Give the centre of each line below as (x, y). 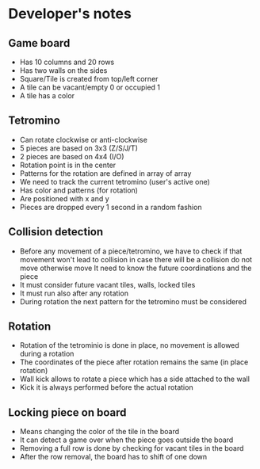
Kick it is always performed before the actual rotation (106, 387)
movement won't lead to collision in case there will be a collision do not (136, 259)
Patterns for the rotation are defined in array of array (105, 173)
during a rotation (47, 354)
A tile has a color (47, 95)
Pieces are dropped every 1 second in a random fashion (111, 207)
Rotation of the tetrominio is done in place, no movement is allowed (129, 345)
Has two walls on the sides (63, 71)
